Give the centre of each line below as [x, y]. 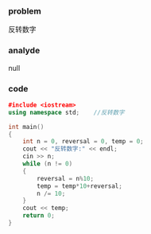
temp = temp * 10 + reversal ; [80, 186]
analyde [24, 51]
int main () [26, 127]
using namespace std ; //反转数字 [66, 112]
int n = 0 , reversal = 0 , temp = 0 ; [83, 142]
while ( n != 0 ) [48, 164]
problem [25, 11]
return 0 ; [39, 216]
